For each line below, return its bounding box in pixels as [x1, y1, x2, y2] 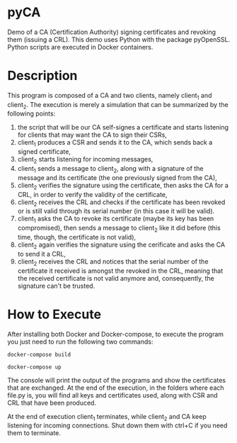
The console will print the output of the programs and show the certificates [7, 376, 226, 384]
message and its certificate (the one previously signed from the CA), [17, 173, 217, 181]
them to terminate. [7, 429, 62, 437]
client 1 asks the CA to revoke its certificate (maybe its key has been [17, 214, 214, 225]
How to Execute [7, 306, 101, 323]
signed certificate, [17, 147, 71, 156]
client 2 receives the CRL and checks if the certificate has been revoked [17, 198, 226, 208]
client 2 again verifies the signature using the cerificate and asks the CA [17, 240, 225, 250]
